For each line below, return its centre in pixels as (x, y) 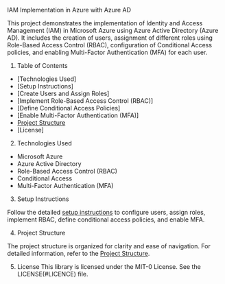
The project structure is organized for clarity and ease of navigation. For (109, 246)
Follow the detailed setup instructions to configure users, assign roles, (106, 212)
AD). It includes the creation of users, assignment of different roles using (110, 38)
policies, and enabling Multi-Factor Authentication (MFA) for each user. (107, 52)
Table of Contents (42, 66)
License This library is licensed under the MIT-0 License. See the (109, 267)
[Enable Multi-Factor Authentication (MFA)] (78, 115)
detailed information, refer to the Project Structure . (79, 253)
